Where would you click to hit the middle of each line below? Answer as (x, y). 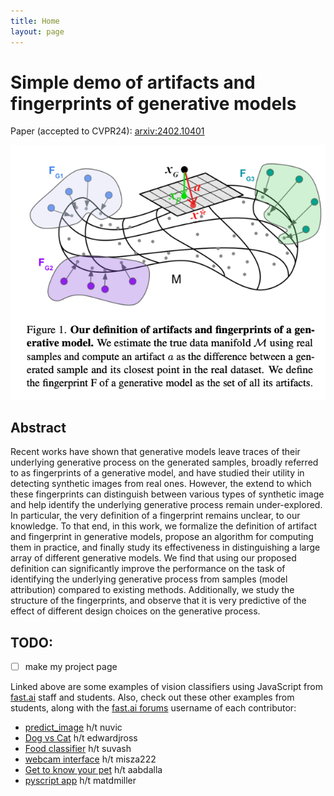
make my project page (71, 667)
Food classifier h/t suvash (78, 749)
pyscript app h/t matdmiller (80, 781)
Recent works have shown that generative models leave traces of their (155, 452)
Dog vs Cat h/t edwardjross (81, 738)
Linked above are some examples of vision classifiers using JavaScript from (166, 687)
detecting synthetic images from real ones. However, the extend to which (161, 484)
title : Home (35, 21)
